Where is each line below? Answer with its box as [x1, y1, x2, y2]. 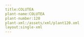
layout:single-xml [5, 25, 42, 30]
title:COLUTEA [5, 7, 34, 12]
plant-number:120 [5, 16, 41, 21]
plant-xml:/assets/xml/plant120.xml [5, 20, 80, 25]
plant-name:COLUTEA [5, 12, 45, 16]
